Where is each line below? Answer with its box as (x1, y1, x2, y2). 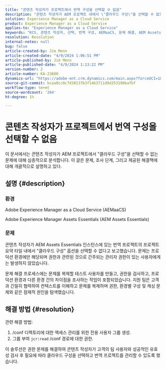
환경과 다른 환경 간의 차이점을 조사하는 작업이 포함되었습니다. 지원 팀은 (14, 277, 150, 283)
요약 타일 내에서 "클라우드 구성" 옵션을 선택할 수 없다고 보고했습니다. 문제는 (5, 248, 150, 254)
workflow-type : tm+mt (5, 85, 50, 90)
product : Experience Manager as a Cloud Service (5, 21, 107, 26)
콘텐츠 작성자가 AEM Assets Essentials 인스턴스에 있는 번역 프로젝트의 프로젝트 (5, 242, 160, 248)
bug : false (5, 44, 28, 49)
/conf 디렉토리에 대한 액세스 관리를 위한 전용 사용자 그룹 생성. (12, 329, 131, 335)
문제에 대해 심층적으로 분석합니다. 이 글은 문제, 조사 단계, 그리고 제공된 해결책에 (5, 157, 158, 163)
